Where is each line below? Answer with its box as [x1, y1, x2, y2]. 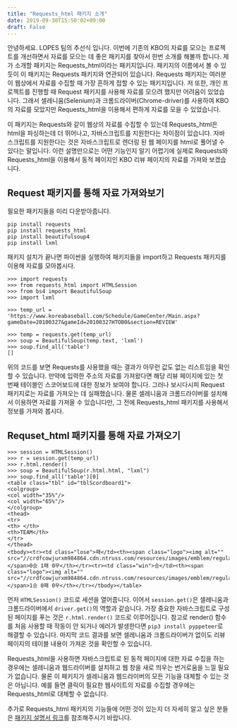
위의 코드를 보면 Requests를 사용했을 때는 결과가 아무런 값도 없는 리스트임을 [7, 363, 217, 371]
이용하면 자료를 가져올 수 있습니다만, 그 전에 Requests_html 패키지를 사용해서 [14, 398, 229, 407]
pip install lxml [7, 240, 59, 247]
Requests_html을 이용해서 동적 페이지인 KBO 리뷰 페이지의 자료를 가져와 [7, 156, 208, 164]
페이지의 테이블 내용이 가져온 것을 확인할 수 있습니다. [7, 639, 152, 648]
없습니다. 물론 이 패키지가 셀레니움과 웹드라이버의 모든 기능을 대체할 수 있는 [14, 672, 222, 680]
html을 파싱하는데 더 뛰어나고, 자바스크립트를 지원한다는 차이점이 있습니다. [7, 129, 212, 137]
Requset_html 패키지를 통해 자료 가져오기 [7, 429, 181, 441]
